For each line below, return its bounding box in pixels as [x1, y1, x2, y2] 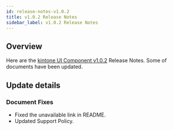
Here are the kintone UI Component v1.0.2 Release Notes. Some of [6, 57, 167, 64]
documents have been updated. [6, 63, 83, 71]
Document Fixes [6, 98, 54, 106]
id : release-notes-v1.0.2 [6, 8, 69, 15]
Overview [6, 41, 43, 51]
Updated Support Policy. [14, 117, 74, 124]
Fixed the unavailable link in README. [14, 111, 106, 118]
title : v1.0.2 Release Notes [6, 14, 77, 20]
